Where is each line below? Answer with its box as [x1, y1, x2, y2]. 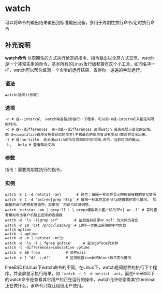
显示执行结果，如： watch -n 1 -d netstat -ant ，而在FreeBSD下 [26, 270, 155, 276]
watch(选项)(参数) [5, 93, 39, 97]
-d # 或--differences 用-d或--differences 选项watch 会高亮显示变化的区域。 [5, 127, 154, 132]
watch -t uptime [5, 231, 38, 236]
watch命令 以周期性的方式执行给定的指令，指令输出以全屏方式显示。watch [5, 55, 154, 61]
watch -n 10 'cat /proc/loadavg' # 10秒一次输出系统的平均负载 [5, 223, 127, 228]
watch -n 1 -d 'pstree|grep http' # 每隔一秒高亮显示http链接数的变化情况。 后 [5, 197, 157, 202]
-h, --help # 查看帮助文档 [5, 142, 55, 148]
